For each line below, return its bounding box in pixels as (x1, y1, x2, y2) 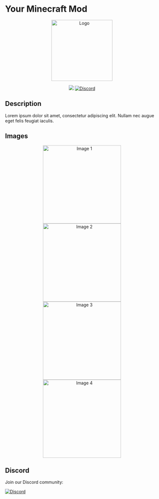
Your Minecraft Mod (5, 3, 88, 15)
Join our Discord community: (5, 479, 63, 485)
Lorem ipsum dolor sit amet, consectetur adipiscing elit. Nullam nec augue (5, 112, 155, 118)
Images (5, 132, 28, 140)
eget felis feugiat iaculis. (5, 118, 54, 124)
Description (5, 100, 41, 108)
